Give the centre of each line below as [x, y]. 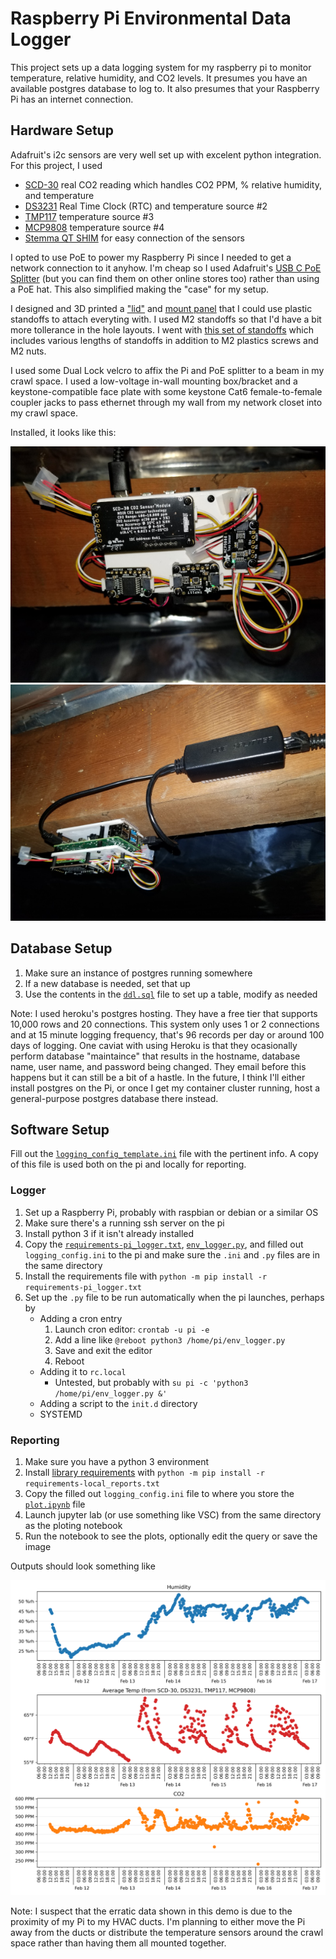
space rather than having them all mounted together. [118, 1943]
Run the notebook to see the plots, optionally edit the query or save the [171, 1536]
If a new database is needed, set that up [107, 983]
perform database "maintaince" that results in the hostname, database [155, 1056]
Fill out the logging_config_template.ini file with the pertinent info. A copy [164, 1154]
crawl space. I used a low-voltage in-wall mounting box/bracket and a [154, 381]
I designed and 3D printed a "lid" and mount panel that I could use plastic [161, 308]
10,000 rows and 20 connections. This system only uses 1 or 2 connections [165, 1024]
